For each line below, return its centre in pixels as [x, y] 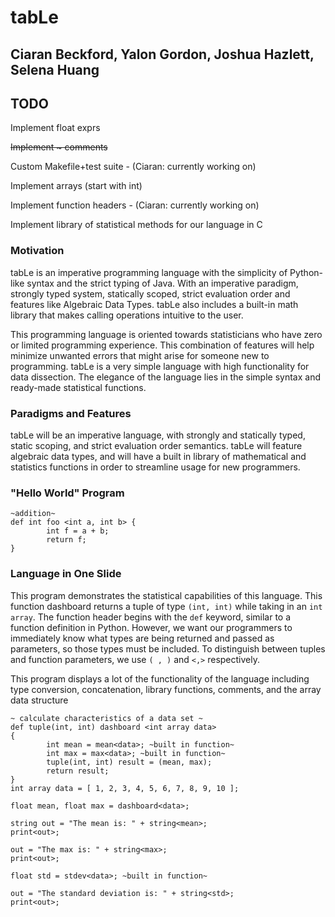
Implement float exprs [55, 128]
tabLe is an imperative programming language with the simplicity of [149, 272]
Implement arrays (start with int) [76, 186]
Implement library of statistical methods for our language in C [136, 225]
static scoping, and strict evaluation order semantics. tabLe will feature [156, 445]
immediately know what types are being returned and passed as [142, 638]
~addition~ [33, 514]
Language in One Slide [66, 574]
